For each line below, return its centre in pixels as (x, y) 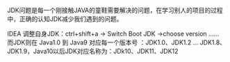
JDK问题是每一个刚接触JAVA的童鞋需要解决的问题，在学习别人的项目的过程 (115, 10)
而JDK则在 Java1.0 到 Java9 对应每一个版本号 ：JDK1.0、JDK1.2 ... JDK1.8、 (117, 42)
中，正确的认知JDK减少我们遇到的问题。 (65, 19)
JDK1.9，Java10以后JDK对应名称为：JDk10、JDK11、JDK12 (93, 51)
